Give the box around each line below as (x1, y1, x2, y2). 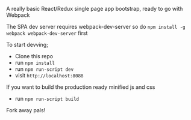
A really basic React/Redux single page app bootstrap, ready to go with (6, 5, 183, 12)
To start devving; (6, 41, 48, 48)
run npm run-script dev (14, 65, 74, 73)
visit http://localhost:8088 (14, 72, 84, 79)
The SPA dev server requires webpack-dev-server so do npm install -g (6, 23, 186, 30)
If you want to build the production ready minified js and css (6, 83, 155, 91)
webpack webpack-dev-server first (6, 29, 88, 37)
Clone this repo (14, 53, 53, 59)
